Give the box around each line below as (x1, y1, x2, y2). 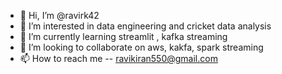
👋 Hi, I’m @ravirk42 (19, 10, 100, 21)
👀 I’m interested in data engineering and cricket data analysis (19, 20, 272, 32)
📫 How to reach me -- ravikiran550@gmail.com (19, 53, 218, 64)
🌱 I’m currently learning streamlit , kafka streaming (19, 31, 228, 42)
